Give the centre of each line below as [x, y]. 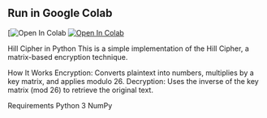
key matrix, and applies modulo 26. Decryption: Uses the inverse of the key [133, 81]
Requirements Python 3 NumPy [60, 105]
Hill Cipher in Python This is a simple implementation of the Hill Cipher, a [128, 48]
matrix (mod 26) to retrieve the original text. [80, 90]
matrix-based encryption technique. [68, 57]
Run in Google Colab [60, 13]
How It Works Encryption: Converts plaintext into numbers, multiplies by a [131, 73]
